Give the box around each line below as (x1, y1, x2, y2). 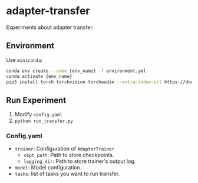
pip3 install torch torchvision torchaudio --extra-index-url (6, 79, 162, 85)
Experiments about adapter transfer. (6, 24, 94, 31)
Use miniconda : (6, 56, 43, 63)
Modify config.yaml (14, 111, 63, 118)
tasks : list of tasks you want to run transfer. (14, 170, 120, 178)
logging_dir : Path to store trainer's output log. (23, 158, 136, 165)
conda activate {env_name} (6, 73, 72, 79)
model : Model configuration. (14, 164, 82, 171)
